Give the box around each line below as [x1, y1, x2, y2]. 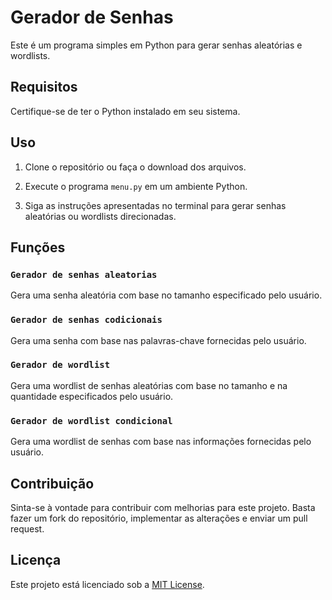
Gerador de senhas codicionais [10, 314, 163, 326]
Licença [10, 552, 62, 569]
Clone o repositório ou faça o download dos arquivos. [24, 161, 247, 173]
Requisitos [10, 79, 78, 96]
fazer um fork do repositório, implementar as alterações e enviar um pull [10, 512, 308, 524]
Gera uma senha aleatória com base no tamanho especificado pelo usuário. [10, 289, 323, 301]
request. [10, 522, 45, 535]
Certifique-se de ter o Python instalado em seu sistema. [10, 105, 241, 117]
